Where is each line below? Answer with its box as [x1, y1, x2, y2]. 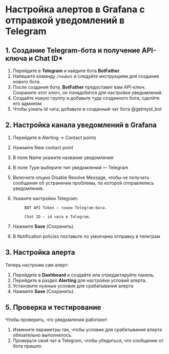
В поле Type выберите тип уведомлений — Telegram [12, 164, 129, 170]
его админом [12, 100, 42, 107]
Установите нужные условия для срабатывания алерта [12, 282, 134, 289]
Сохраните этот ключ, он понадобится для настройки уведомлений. [12, 90, 163, 96]
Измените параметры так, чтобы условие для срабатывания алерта [12, 327, 162, 333]
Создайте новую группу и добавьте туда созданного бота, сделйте [12, 95, 160, 101]
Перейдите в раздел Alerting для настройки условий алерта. [12, 277, 147, 284]
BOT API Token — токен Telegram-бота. [24, 205, 108, 210]
